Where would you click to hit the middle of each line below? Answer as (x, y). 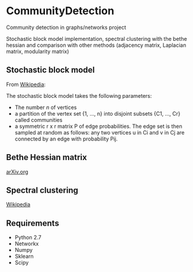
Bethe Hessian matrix (46, 157)
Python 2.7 (28, 238)
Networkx (27, 244)
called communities (38, 120)
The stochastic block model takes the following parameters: (79, 95)
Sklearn (24, 257)
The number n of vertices (46, 107)
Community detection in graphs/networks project (66, 27)
